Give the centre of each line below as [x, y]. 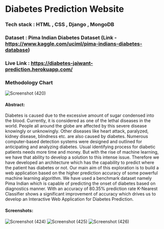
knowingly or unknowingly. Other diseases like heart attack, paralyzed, [77, 131]
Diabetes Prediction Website [65, 9]
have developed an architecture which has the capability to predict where [80, 163]
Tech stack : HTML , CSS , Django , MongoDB [60, 25]
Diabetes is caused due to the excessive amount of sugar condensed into [80, 115]
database [17, 50]
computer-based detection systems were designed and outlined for [74, 142]
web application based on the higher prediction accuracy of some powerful [82, 173]
